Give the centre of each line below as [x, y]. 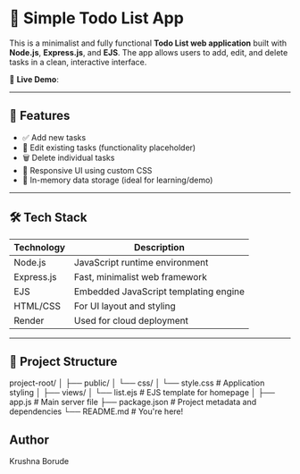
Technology [39, 247]
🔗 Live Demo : [34, 79]
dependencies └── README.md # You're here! [96, 411]
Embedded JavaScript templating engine [160, 292]
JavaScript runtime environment [142, 262]
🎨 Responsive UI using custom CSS [87, 170]
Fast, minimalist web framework [141, 276]
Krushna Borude [39, 461]
